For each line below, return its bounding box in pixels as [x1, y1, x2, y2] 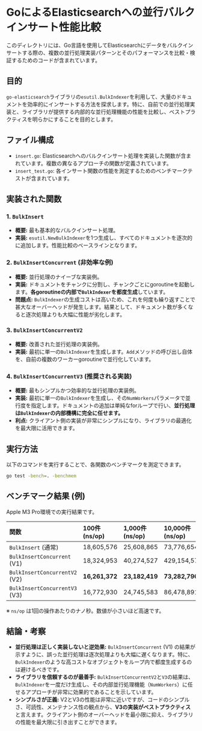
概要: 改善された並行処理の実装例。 [14, 341, 103, 348]
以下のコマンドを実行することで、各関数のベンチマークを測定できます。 [6, 461, 185, 468]
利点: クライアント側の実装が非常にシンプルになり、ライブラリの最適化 [14, 417, 192, 424]
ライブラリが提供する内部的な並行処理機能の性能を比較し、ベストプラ [22, 108, 196, 115]
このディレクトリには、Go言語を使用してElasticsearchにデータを [6, 42, 167, 49]
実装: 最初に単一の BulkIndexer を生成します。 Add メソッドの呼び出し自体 [14, 348, 193, 355]
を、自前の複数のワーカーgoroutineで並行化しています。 [14, 356, 155, 363]
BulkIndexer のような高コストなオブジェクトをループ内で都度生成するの [14, 658, 192, 665]
